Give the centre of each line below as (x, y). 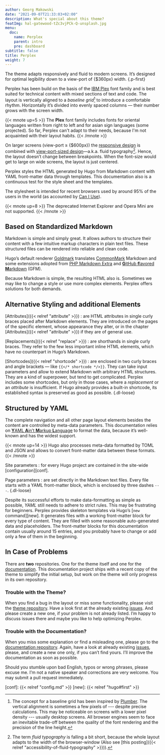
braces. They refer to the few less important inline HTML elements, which (79, 347)
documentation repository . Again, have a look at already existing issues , (78, 647)
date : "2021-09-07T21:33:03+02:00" (41, 14)
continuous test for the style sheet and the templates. (59, 181)
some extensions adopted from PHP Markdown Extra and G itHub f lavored (80, 264)
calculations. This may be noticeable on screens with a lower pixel (79, 712)
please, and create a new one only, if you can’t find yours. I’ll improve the (79, 653)
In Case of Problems (37, 552)
